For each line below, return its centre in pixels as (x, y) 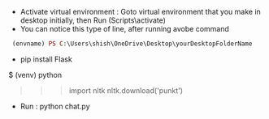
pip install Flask (46, 59)
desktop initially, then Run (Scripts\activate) (93, 20)
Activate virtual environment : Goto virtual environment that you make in (141, 12)
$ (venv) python (35, 74)
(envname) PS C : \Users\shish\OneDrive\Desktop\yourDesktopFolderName (132, 44)
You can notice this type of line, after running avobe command (125, 29)
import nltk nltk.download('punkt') (126, 90)
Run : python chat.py (55, 106)
